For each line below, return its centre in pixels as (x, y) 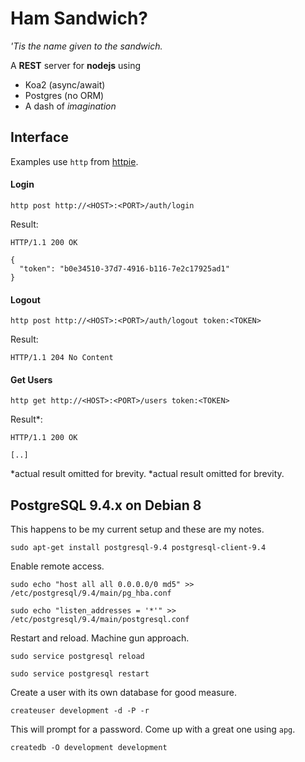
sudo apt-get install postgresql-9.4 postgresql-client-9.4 (138, 548)
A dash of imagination (70, 106)
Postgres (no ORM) (64, 95)
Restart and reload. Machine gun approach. (100, 638)
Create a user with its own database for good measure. (124, 693)
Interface (39, 137)
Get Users (31, 379)
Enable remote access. (57, 566)
